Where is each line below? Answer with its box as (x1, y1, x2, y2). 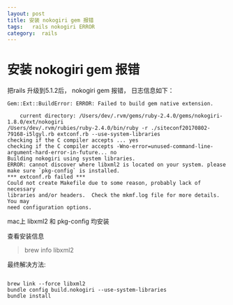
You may (7, 198, 30, 205)
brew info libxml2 (24, 246, 75, 255)
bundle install (7, 292, 52, 300)
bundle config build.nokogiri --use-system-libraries (7, 287, 167, 294)
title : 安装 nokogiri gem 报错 (7, 17, 94, 24)
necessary (7, 186, 36, 193)
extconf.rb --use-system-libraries (57, 131, 160, 138)
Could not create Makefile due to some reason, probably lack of (7, 179, 201, 187)
